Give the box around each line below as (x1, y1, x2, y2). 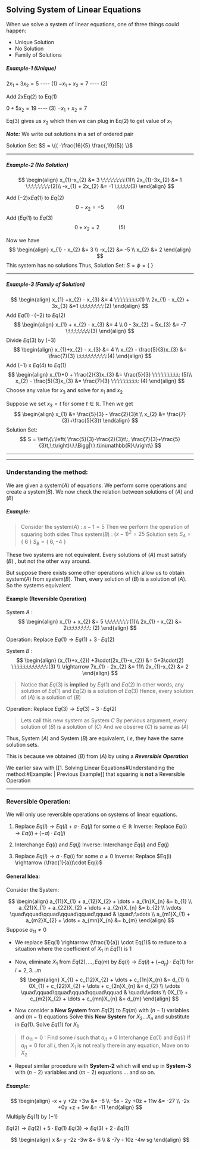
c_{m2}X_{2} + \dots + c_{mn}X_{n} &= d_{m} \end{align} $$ (30, 995, 179, 1002)
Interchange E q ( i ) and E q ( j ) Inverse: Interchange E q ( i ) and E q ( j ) (14, 841, 170, 848)
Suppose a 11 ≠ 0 (6, 926, 46, 935)
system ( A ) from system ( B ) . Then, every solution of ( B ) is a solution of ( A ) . (6, 575, 187, 583)
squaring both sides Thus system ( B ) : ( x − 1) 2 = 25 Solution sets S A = (20, 529, 192, 539)
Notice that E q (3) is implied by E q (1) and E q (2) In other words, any (20, 681, 185, 688)
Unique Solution (14, 38, 55, 45)
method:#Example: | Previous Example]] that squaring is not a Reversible (6, 771, 185, 778)
